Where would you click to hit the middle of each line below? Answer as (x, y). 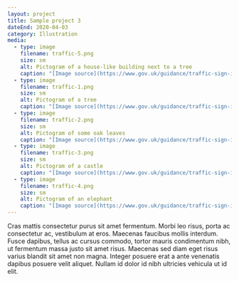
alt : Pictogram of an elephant (67, 199)
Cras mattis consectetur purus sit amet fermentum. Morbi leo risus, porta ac (119, 226)
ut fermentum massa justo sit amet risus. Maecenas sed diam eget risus (113, 249)
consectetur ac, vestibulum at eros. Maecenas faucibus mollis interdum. (113, 233)
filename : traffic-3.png (57, 153)
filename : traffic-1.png (57, 87)
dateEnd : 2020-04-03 (38, 27)
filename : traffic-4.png (57, 186)
